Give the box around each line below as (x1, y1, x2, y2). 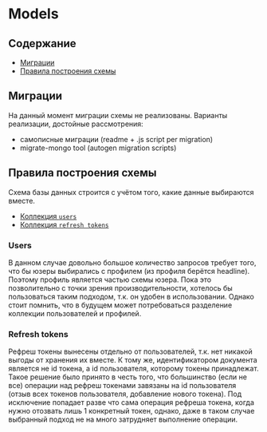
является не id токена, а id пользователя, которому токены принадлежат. (8, 364, 259, 374)
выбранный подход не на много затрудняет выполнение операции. (8, 414, 238, 424)
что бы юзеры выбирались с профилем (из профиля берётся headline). (8, 266, 250, 275)
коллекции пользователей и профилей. (8, 308, 142, 318)
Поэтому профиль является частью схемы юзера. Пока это (8, 275, 212, 284)
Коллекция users (19, 211, 77, 220)
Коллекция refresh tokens (19, 220, 109, 229)
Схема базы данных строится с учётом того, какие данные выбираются (8, 187, 254, 196)
